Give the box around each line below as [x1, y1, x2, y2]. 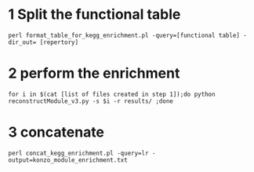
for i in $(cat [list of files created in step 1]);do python [8, 90, 216, 98]
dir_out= [8, 38, 37, 46]
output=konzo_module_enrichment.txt [8, 156, 128, 164]
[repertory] [39, 38, 79, 46]
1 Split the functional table [8, 5, 181, 24]
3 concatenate [8, 123, 104, 141]
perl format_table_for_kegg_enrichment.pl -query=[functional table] [8, 31, 241, 39]
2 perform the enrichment [8, 64, 180, 82]
